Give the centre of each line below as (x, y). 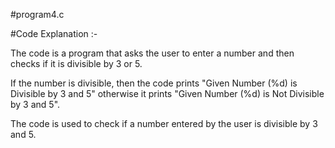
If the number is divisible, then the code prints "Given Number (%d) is (154, 83)
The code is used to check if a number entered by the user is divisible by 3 (164, 123)
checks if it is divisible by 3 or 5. (76, 63)
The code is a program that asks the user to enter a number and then (152, 53)
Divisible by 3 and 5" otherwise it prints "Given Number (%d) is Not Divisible (167, 93)
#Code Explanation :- (54, 33)
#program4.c (37, 14)
